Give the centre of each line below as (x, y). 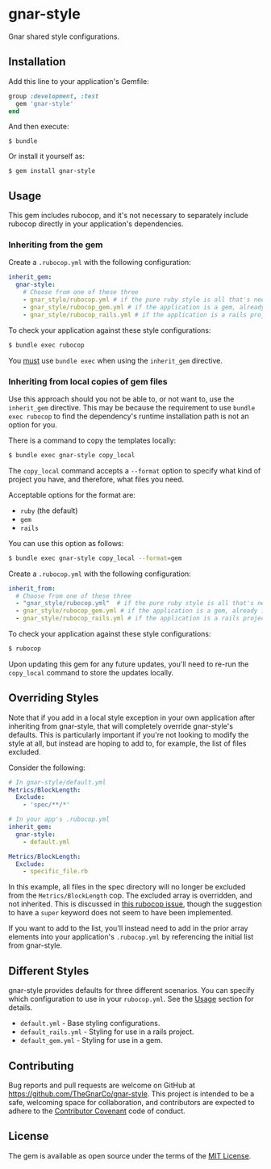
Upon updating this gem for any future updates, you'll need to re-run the (129, 664)
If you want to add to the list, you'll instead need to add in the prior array (128, 928)
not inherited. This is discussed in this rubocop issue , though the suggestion (135, 904)
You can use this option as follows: (66, 543)
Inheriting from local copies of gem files (88, 381)
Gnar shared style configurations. (64, 36)
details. (21, 1007)
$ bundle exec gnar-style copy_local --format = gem (95, 558)
